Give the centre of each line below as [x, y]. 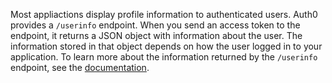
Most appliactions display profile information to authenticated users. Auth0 [164, 14]
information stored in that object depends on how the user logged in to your [166, 46]
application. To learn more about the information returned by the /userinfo [164, 57]
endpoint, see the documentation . [80, 67]
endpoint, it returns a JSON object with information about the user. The [156, 35]
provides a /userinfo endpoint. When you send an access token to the [155, 25]
